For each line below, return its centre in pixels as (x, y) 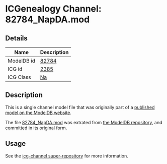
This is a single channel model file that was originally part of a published (80, 107)
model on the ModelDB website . (38, 113)
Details (16, 38)
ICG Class (19, 77)
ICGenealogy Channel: (53, 9)
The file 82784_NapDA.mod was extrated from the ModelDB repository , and (84, 122)
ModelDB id (22, 61)
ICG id (15, 69)
